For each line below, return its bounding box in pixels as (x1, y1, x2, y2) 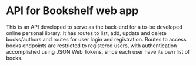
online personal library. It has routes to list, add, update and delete (6, 29, 167, 36)
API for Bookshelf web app (6, 4, 139, 18)
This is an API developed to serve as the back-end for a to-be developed (6, 23, 182, 30)
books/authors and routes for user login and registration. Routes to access (6, 36, 187, 43)
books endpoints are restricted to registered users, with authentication (6, 42, 177, 49)
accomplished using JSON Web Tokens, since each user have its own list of (6, 48, 190, 55)
